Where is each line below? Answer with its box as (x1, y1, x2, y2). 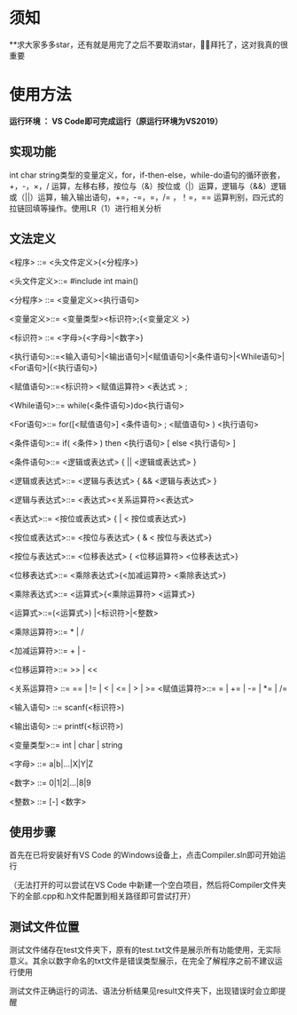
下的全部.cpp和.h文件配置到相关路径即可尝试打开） (9, 891, 196, 901)
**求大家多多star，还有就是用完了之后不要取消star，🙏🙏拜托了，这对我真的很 (9, 39, 288, 50)
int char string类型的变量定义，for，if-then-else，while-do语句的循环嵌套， (9, 170, 285, 180)
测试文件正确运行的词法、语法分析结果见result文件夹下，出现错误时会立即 (9, 986, 279, 996)
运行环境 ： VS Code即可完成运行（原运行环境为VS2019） (9, 115, 223, 126)
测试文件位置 (9, 919, 80, 934)
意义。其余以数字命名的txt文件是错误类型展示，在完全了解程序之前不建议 (9, 956, 276, 966)
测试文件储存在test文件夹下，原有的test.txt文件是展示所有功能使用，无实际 (9, 945, 282, 956)
